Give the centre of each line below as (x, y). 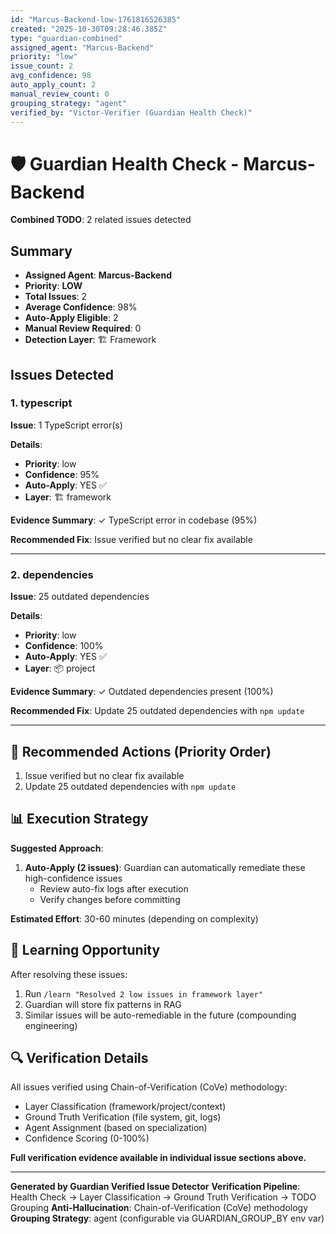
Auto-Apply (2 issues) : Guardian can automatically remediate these (165, 867)
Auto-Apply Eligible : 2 (71, 318)
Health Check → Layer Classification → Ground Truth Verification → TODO (163, 1197)
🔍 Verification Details (79, 1057)
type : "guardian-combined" (66, 38)
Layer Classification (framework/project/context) (125, 1107)
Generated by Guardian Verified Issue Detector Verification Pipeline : (155, 1187)
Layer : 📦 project (60, 668)
